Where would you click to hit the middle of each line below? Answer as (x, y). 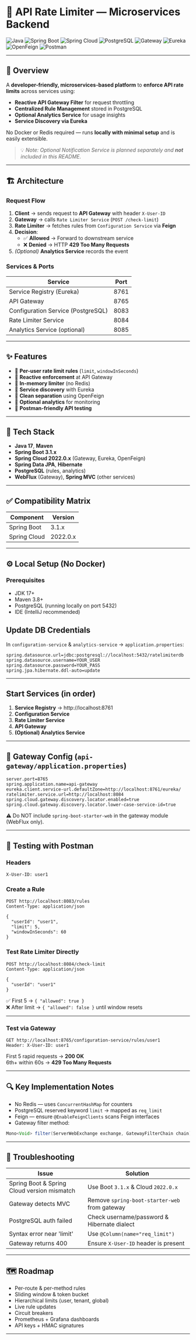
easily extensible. (27, 138)
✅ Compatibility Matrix (48, 501)
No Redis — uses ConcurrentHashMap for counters (73, 1104)
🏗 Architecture (35, 181)
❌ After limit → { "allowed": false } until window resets (74, 1007)
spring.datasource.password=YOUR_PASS (53, 665)
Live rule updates (35, 1307)
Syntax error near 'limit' (41, 1234)
